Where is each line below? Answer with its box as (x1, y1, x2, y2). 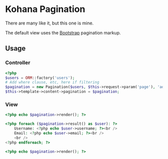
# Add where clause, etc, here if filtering (5, 80, 99, 85)
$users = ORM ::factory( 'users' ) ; (5, 75, 75, 80)
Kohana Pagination (5, 3, 85, 15)
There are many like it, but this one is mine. (5, 20, 94, 26)
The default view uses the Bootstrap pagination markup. (5, 29, 121, 35)
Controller (5, 59, 30, 66)
